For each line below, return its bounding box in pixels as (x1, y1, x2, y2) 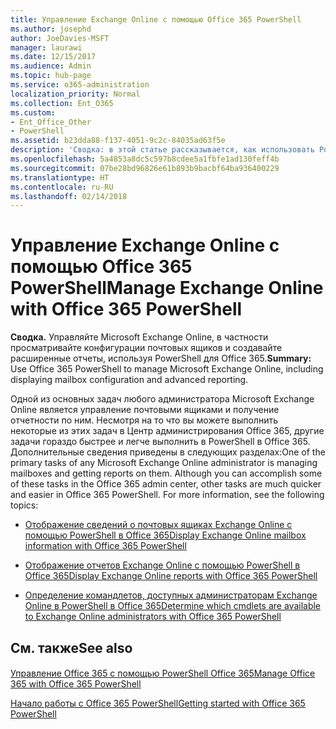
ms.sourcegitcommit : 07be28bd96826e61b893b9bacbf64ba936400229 (10, 163, 280, 173)
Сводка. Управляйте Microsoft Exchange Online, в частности (10, 331, 269, 343)
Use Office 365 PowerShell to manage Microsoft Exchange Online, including (10, 363, 324, 375)
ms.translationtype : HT (10, 172, 110, 183)
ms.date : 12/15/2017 (10, 52, 97, 62)
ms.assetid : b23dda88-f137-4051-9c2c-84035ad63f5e (10, 136, 226, 146)
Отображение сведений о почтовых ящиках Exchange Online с (24, 519, 293, 531)
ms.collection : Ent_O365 (10, 98, 114, 108)
